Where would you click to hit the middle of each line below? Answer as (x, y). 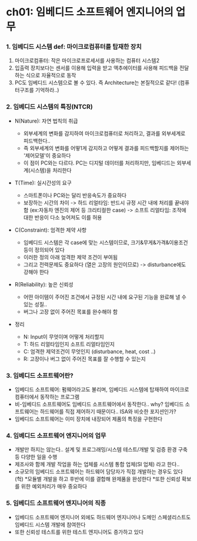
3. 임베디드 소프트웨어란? (40, 375)
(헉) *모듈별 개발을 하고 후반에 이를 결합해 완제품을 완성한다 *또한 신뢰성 (97, 479)
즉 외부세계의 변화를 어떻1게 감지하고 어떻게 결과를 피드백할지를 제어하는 (106, 148)
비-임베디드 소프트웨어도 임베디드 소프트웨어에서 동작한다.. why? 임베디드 (99, 404)
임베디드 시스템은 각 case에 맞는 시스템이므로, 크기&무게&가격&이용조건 (106, 242)
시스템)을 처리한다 (51, 170)
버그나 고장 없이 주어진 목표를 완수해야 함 (71, 311)
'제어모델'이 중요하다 (47, 155)
